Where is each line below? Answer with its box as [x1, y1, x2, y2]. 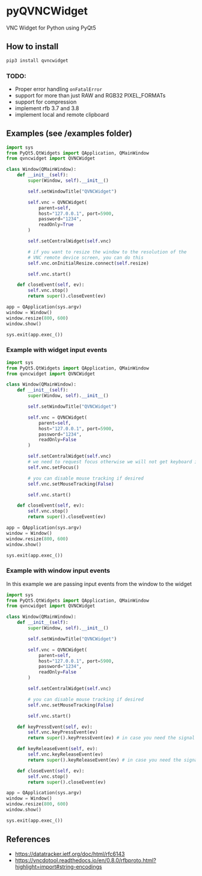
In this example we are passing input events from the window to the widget [6, 580, 192, 587]
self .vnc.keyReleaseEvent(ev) [28, 751, 103, 757]
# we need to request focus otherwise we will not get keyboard [28, 459, 192, 465]
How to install [6, 42, 59, 52]
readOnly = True [38, 221, 74, 228]
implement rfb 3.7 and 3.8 [14, 104, 79, 112]
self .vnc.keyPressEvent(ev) [28, 729, 98, 735]
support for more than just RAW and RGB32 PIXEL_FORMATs [14, 91, 166, 99]
